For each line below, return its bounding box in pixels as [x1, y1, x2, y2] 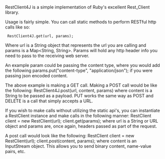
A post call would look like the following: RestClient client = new [5, 133, 134, 138]
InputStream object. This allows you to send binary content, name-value [5, 143, 152, 149]
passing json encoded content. [5, 73, 68, 78]
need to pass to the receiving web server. [5, 53, 90, 59]
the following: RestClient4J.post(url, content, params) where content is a [5, 88, 153, 93]
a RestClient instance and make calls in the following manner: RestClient [5, 113, 152, 119]
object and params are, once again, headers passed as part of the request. [5, 123, 157, 129]
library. [5, 9, 20, 15]
